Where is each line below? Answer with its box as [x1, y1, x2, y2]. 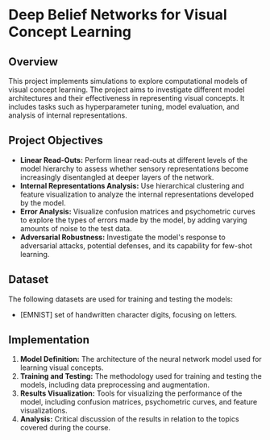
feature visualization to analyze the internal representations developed [19, 189, 254, 199]
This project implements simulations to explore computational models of [8, 77, 248, 85]
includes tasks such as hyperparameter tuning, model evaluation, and [8, 102, 239, 111]
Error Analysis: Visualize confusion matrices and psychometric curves [19, 206, 255, 216]
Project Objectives [8, 134, 103, 147]
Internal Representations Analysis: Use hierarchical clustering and [19, 181, 244, 190]
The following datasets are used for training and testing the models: [8, 294, 234, 304]
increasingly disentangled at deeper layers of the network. [19, 172, 214, 182]
